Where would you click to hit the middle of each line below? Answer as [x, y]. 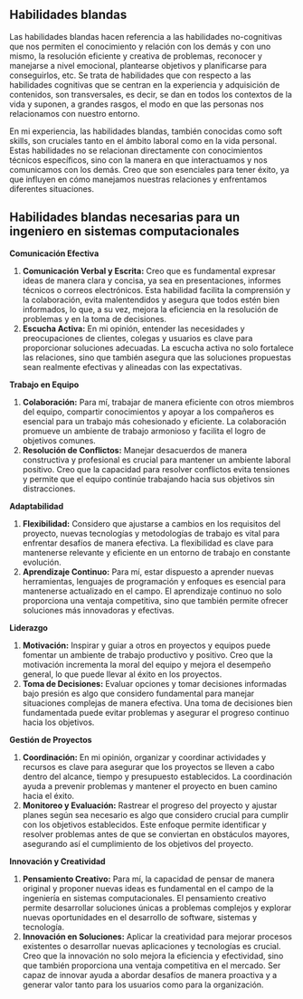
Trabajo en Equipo [44, 385]
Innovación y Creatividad [57, 861]
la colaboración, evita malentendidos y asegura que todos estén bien [151, 300]
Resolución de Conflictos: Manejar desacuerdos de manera [134, 450]
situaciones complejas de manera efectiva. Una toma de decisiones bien [157, 703]
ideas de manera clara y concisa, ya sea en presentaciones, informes [152, 281]
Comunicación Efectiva [54, 253]
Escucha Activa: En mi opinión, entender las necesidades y [134, 328]
